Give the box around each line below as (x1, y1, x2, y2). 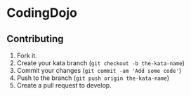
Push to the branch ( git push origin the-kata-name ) (16, 74, 170, 82)
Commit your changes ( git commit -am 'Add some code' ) (16, 67, 182, 74)
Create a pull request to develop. (16, 81, 112, 89)
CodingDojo (6, 5, 78, 21)
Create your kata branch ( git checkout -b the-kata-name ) (16, 59, 185, 67)
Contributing (6, 33, 64, 45)
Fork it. (16, 51, 38, 60)
